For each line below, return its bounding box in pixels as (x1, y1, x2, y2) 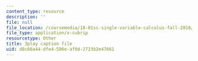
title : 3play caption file (6, 41, 72, 47)
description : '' (6, 14, 46, 20)
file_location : (6, 24, 44, 31)
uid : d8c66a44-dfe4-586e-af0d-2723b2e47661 (6, 46, 115, 52)
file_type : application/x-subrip (6, 30, 88, 36)
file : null (6, 19, 33, 25)
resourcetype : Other (6, 35, 57, 41)
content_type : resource (6, 8, 65, 15)
